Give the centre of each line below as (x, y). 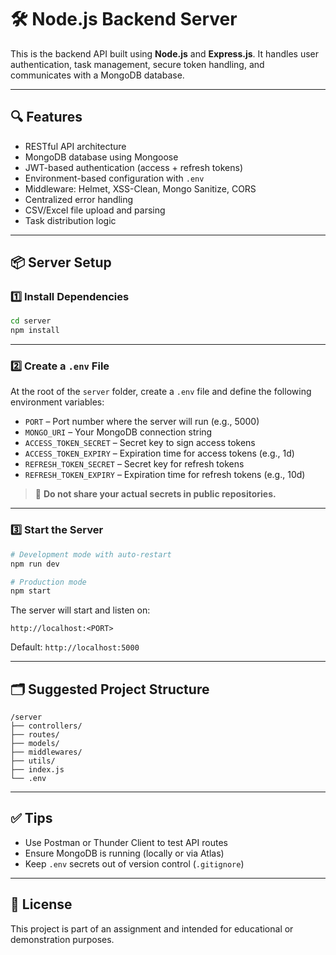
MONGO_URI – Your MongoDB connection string (118, 432)
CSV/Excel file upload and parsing (95, 210)
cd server (31, 321)
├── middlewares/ (46, 752)
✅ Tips (31, 818)
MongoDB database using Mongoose (101, 157)
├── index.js (37, 770)
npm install (35, 331)
